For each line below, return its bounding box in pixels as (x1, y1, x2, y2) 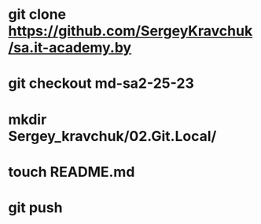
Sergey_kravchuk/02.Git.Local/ (8, 127, 217, 145)
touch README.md (8, 163, 135, 181)
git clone (8, 5, 67, 23)
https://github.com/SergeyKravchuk (8, 22, 253, 40)
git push (8, 198, 63, 216)
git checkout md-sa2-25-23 (8, 74, 194, 92)
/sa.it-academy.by (8, 39, 132, 56)
